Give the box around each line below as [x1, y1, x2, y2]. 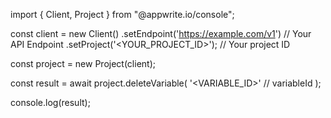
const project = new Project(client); [10, 58, 156, 69]
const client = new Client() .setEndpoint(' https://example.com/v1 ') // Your [10, 28, 312, 39]
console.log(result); [10, 97, 91, 108]
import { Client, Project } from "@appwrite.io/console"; [10, 9, 235, 20]
